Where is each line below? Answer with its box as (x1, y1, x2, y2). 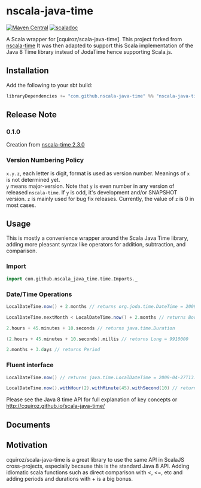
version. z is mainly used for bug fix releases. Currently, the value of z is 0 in (6, 195, 194, 202)
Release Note (6, 109, 57, 120)
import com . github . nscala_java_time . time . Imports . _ (6, 276, 138, 282)
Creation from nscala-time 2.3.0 (6, 141, 85, 148)
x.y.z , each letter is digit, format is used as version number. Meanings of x (6, 169, 190, 177)
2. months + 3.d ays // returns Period (6, 347, 100, 353)
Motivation (6, 440, 48, 450)
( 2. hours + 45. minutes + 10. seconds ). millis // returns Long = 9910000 (6, 336, 188, 342)
